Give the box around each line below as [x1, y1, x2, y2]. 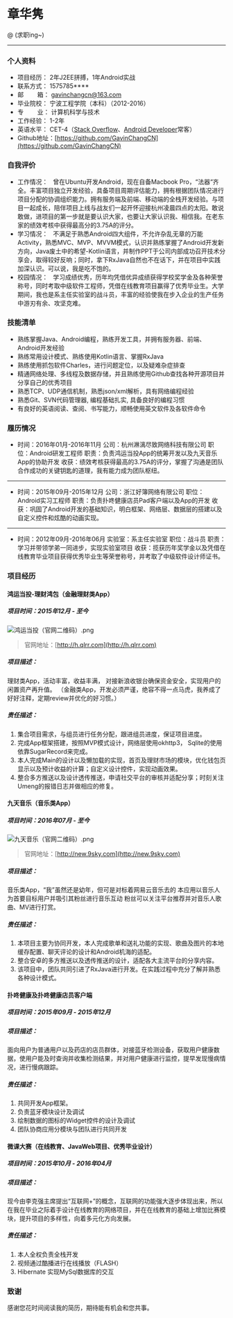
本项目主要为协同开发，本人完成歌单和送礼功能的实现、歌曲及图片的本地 [17, 939, 224, 948]
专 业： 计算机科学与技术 [17, 108, 101, 117]
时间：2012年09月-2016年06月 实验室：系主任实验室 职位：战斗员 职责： [17, 535, 226, 543]
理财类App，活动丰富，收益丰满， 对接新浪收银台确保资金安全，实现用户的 [7, 676, 221, 685]
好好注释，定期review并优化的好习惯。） [7, 694, 121, 702]
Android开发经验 [17, 343, 64, 352]
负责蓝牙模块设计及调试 [17, 1107, 85, 1115]
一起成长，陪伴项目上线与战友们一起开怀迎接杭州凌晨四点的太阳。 [23, 203, 212, 212]
